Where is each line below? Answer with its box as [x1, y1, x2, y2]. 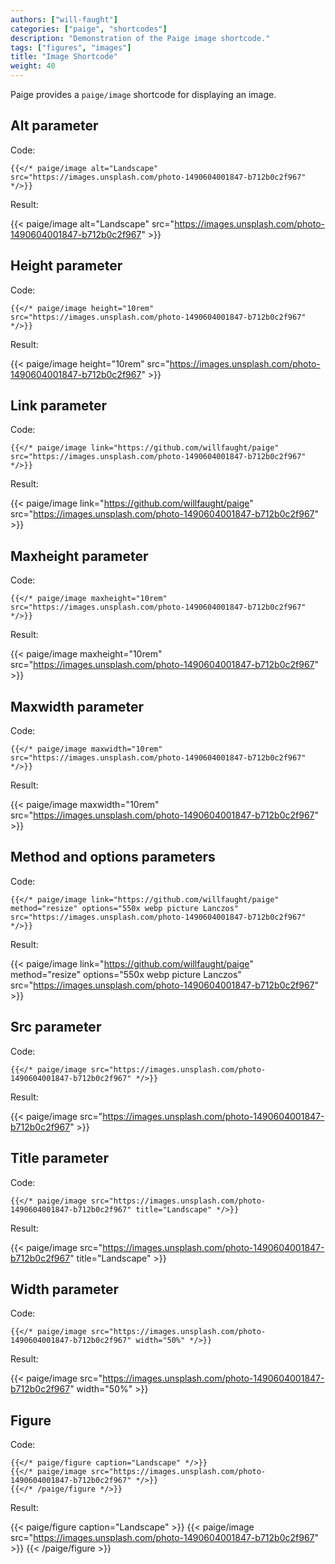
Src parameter [10, 1019, 102, 1036]
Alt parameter [10, 117, 99, 135]
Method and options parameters [10, 849, 216, 866]
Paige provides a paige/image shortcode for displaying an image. [10, 89, 277, 100]
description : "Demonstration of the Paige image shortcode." [10, 33, 271, 43]
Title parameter [10, 1150, 109, 1167]
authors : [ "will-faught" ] [10, 14, 118, 25]
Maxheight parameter [10, 547, 149, 565]
